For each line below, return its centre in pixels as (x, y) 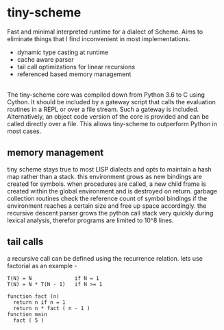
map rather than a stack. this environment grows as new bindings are (105, 176)
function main (27, 314)
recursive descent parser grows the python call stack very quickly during (110, 213)
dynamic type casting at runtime (63, 52)
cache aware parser (45, 59)
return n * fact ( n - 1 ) (52, 308)
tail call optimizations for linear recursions (76, 67)
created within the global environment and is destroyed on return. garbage (112, 191)
